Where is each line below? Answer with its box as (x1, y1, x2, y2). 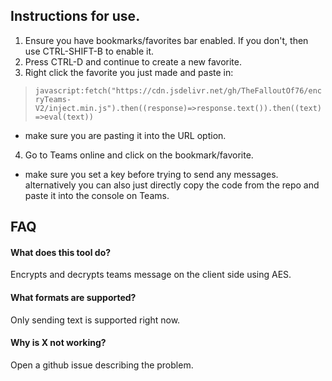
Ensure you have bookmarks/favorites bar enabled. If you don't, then (24, 34, 309, 46)
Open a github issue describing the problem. (10, 359, 194, 371)
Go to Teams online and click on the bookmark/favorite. (24, 149, 254, 161)
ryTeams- (34, 94, 72, 104)
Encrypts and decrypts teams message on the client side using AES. (10, 269, 292, 281)
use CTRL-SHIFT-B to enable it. (24, 45, 155, 57)
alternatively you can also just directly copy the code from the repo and (24, 179, 320, 191)
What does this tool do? (10, 246, 112, 258)
